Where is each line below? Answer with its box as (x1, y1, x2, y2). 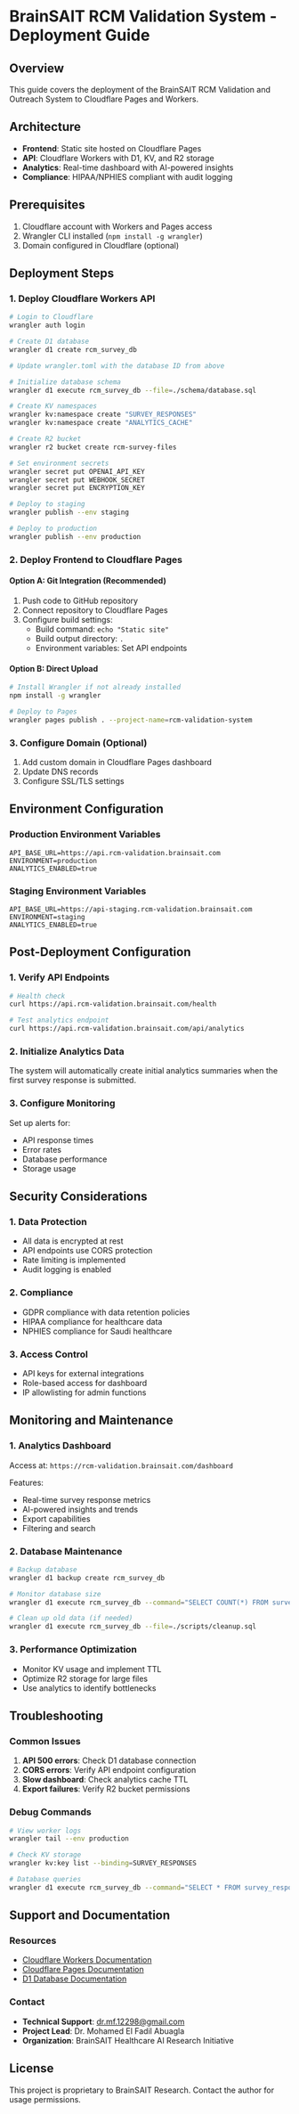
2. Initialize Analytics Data (9, 1045, 125, 1057)
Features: (9, 1477, 44, 1488)
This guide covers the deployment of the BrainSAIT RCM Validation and (9, 85, 271, 94)
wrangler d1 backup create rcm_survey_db (9, 1573, 166, 1582)
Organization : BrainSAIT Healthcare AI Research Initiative (21, 2035, 234, 2045)
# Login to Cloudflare (9, 313, 93, 322)
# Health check (9, 992, 66, 1000)
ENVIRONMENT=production (9, 856, 98, 865)
